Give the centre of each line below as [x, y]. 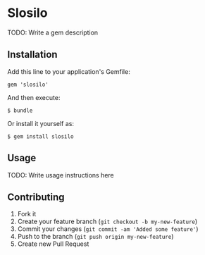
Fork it [27, 214]
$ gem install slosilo [41, 136]
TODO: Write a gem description [53, 32]
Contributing [36, 197]
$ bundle [20, 111]
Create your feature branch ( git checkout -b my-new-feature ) [107, 222]
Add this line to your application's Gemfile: [69, 71]
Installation [32, 55]
